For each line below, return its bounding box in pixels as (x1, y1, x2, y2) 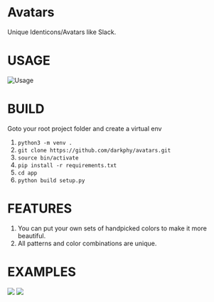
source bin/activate (17, 154, 79, 162)
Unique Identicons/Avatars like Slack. (7, 28, 117, 36)
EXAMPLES (7, 264, 76, 280)
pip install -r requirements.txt (17, 162, 117, 169)
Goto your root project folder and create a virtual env (7, 124, 162, 133)
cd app (17, 169, 38, 177)
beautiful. (17, 231, 46, 240)
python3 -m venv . (17, 139, 73, 146)
